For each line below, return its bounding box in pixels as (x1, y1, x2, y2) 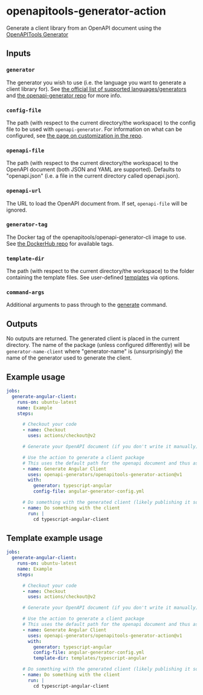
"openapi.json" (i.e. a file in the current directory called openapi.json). (6, 172, 180, 180)
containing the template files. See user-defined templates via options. (6, 274, 179, 281)
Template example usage (6, 532, 103, 543)
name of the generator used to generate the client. (6, 354, 132, 361)
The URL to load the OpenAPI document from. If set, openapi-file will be (6, 200, 188, 207)
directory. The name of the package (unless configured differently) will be (6, 341, 190, 349)
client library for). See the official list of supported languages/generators (6, 85, 187, 92)
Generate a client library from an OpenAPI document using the (6, 24, 162, 32)
